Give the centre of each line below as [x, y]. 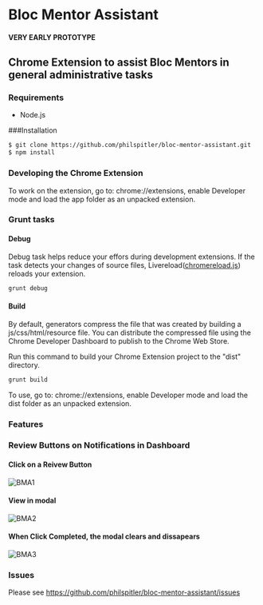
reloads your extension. [47, 273]
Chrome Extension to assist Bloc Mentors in [119, 63]
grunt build [28, 380]
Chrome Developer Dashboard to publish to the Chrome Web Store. [119, 340]
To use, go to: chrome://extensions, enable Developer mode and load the [128, 395]
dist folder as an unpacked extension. [70, 403]
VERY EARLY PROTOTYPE [52, 37]
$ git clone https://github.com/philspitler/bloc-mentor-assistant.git [130, 145]
